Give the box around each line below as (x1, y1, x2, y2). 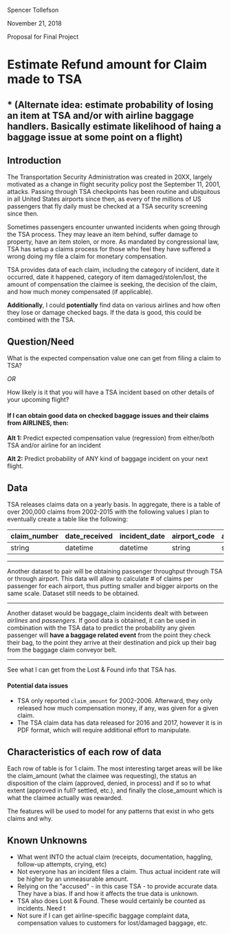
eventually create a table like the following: (7, 515, 129, 523)
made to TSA (7, 72, 82, 87)
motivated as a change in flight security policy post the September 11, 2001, (7, 180, 221, 188)
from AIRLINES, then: (7, 418, 69, 427)
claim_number (10, 532, 58, 541)
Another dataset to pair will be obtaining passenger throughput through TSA (7, 567, 223, 576)
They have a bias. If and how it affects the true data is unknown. (16, 890, 199, 898)
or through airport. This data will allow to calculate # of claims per (7, 574, 194, 583)
